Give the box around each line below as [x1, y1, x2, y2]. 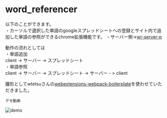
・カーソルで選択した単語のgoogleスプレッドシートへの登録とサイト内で [5, 27, 157, 34]
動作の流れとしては [5, 44, 46, 50]
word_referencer [5, 4, 77, 15]
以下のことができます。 [5, 21, 54, 27]
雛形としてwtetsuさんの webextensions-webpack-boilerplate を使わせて [5, 80, 153, 87]
